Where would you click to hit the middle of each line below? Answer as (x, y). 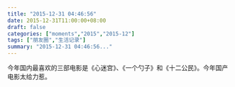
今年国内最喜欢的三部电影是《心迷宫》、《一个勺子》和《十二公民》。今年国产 (118, 68)
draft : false (27, 27)
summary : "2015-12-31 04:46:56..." (60, 47)
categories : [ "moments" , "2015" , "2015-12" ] (71, 34)
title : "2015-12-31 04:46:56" (52, 14)
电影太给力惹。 (29, 76)
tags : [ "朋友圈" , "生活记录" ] (47, 40)
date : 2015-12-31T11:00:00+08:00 (57, 21)
